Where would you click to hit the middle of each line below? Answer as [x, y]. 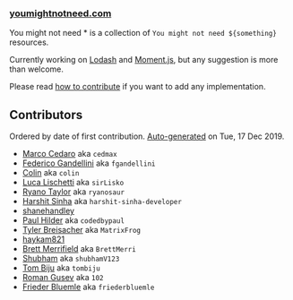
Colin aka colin [51, 173]
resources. [29, 42]
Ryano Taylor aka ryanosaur [73, 192]
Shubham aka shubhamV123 [71, 259]
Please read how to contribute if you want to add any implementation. [138, 87]
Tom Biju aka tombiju [61, 268]
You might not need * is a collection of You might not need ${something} [143, 33]
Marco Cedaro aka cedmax [70, 154]
